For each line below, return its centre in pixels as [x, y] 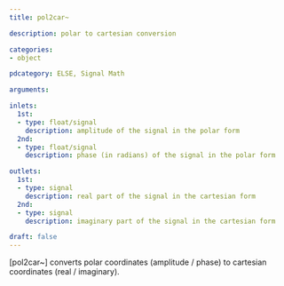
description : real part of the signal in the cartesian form [140, 196]
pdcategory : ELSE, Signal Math [67, 74]
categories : [31, 50]
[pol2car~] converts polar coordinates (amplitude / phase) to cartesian [138, 262]
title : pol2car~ [39, 17]
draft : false [33, 237]
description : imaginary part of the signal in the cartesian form [150, 221]
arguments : [29, 90]
